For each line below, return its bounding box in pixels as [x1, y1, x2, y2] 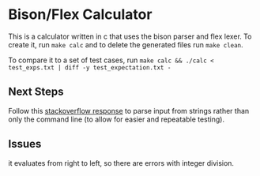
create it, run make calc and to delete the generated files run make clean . [8, 39, 243, 49]
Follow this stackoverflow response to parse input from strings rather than [8, 106, 250, 115]
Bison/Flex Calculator [8, 6, 153, 24]
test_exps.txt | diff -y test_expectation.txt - [8, 63, 171, 72]
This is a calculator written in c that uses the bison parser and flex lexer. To [8, 32, 252, 41]
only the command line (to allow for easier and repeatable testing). [8, 114, 225, 124]
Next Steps [8, 85, 64, 99]
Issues [8, 137, 42, 151]
